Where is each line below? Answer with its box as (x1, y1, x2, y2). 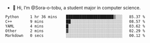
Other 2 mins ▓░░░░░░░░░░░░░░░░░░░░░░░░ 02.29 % (5, 28, 145, 33)
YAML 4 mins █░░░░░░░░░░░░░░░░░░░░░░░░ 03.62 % (5, 23, 145, 28)
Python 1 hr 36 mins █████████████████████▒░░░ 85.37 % (5, 14, 145, 19)
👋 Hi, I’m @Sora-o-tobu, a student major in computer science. (12, 5, 141, 10)
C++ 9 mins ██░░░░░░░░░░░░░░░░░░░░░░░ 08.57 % (5, 19, 145, 24)
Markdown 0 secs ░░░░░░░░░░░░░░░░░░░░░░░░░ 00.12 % (5, 33, 145, 38)
